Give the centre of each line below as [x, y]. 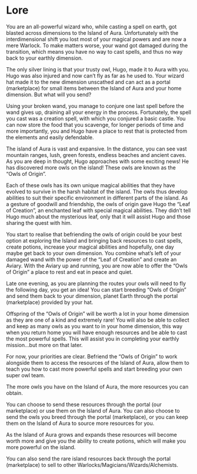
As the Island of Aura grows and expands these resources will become [92, 434]
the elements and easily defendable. [50, 137]
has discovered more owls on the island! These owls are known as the [91, 167]
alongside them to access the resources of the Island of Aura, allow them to [98, 362]
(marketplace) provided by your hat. [50, 302]
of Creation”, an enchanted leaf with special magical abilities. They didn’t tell [98, 210]
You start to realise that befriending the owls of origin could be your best [94, 234]
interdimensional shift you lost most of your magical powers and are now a [96, 39]
